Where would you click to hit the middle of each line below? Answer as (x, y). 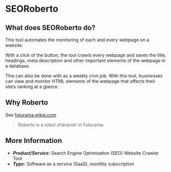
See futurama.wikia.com (31, 114)
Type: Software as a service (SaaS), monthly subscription (73, 164)
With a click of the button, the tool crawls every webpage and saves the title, (86, 55)
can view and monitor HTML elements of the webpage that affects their (80, 81)
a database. (18, 66)
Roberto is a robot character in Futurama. (61, 125)
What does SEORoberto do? (51, 28)
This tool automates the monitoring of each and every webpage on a (77, 40)
